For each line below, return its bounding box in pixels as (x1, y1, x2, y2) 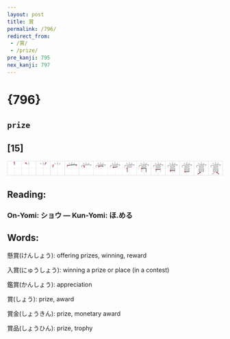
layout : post (7, 11, 44, 18)
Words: (7, 232, 39, 244)
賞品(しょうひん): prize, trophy (7, 324, 93, 332)
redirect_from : (7, 33, 51, 40)
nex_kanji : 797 (7, 62, 51, 68)
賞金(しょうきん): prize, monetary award (7, 309, 121, 318)
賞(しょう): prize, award (7, 294, 75, 303)
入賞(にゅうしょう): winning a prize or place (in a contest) (7, 266, 170, 274)
